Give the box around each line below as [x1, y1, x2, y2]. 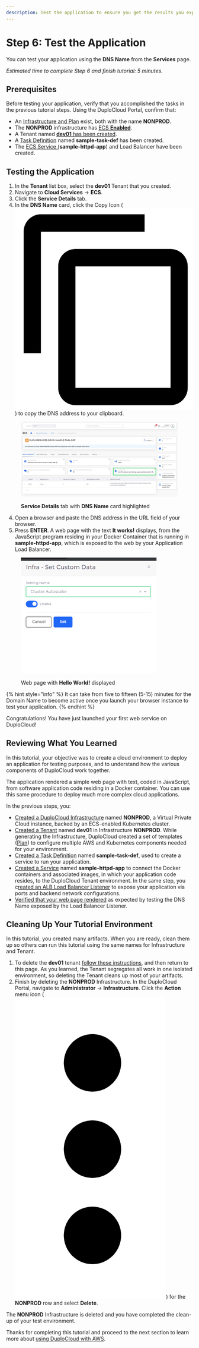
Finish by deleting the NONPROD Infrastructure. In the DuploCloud [14, 978, 177, 985]
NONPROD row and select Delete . [14, 1299, 98, 1307]
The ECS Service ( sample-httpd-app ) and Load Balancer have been [14, 143, 182, 150]
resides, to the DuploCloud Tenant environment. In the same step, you [14, 877, 185, 884]
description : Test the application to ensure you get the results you [6, 10, 184, 15]
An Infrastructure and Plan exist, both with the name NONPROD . [14, 118, 172, 125]
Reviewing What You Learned [6, 738, 117, 748]
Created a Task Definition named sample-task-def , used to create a [14, 852, 181, 859]
